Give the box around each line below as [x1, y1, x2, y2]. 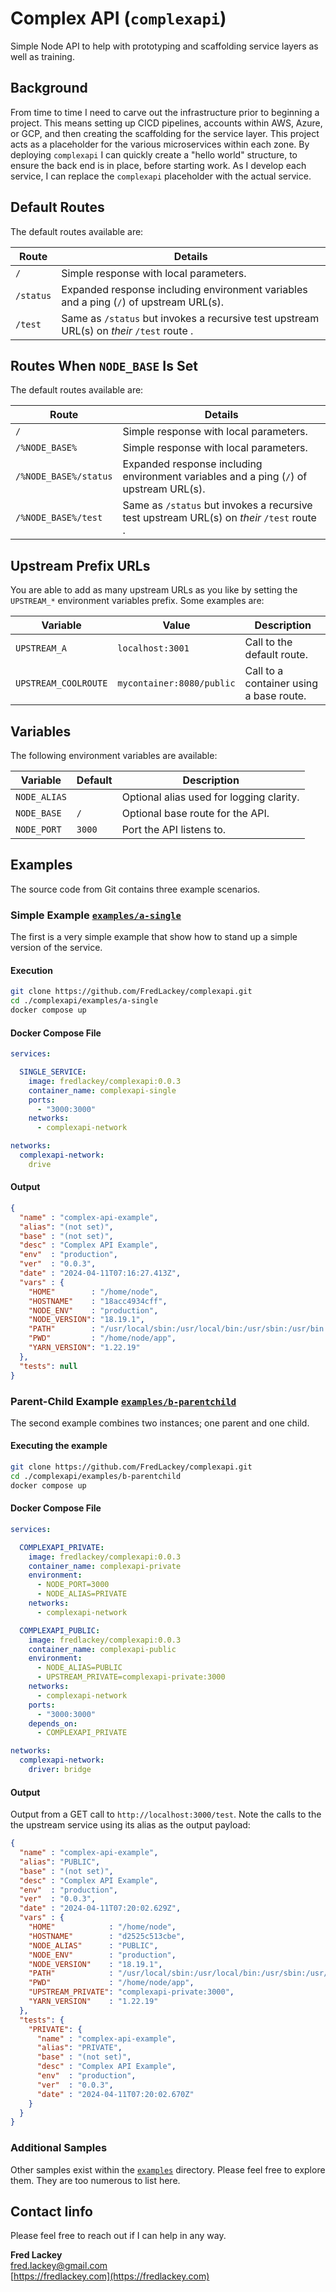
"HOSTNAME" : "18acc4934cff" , [28, 1296, 168, 1306]
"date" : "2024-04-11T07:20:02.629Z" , [19, 1903, 182, 1914]
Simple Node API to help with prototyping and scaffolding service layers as [10, 40, 319, 52]
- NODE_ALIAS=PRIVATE [36, 1589, 128, 1599]
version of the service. [10, 942, 103, 954]
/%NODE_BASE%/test [15, 512, 103, 524]
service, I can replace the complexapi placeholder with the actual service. [10, 170, 312, 182]
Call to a [244, 664, 284, 678]
